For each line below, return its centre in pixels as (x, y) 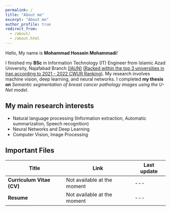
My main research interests (50, 106)
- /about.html (25, 39)
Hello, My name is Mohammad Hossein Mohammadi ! (62, 53)
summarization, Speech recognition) (51, 123)
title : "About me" (25, 15)
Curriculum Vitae (29, 180)
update (149, 171)
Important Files (30, 151)
